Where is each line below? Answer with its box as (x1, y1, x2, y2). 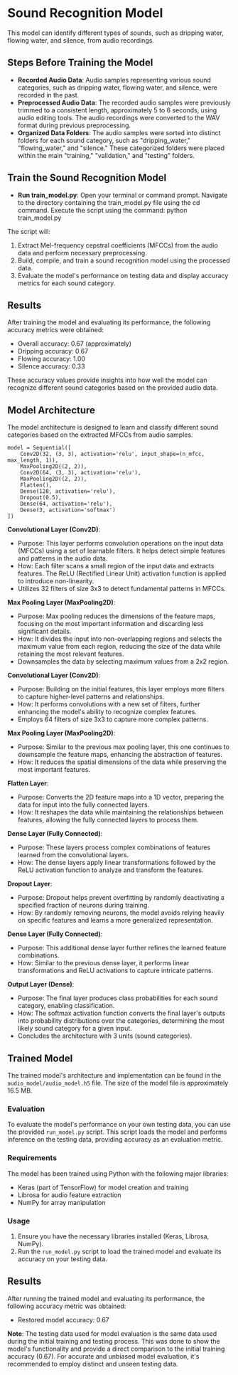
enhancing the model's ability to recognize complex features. (17, 708, 198, 716)
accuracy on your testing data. (17, 1254, 108, 1263)
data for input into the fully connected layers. (17, 800, 150, 809)
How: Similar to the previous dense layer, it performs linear (17, 959, 190, 967)
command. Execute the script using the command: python (17, 206, 188, 214)
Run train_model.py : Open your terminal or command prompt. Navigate (17, 191, 228, 199)
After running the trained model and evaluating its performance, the (7, 1294, 205, 1302)
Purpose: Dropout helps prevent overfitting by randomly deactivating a (17, 893, 225, 902)
